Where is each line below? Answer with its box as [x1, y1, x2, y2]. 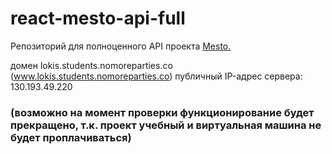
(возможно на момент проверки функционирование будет [10, 105, 315, 119]
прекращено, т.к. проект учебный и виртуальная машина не [10, 118, 322, 132]
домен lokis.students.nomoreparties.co [10, 59, 173, 71]
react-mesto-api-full [10, 7, 186, 30]
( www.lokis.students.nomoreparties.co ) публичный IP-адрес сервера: [10, 70, 303, 82]
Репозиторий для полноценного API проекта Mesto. [10, 40, 232, 52]
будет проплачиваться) [10, 130, 132, 144]
